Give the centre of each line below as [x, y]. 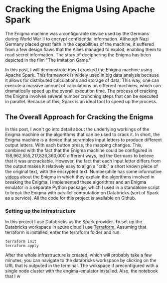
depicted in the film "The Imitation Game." [48, 60]
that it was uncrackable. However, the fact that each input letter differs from [83, 161]
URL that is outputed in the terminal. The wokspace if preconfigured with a [82, 266]
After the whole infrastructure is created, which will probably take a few [79, 255]
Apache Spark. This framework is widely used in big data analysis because [82, 75]
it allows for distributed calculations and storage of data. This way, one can [82, 80]
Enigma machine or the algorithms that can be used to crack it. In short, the [83, 134]
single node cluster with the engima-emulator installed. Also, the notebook [82, 271]
